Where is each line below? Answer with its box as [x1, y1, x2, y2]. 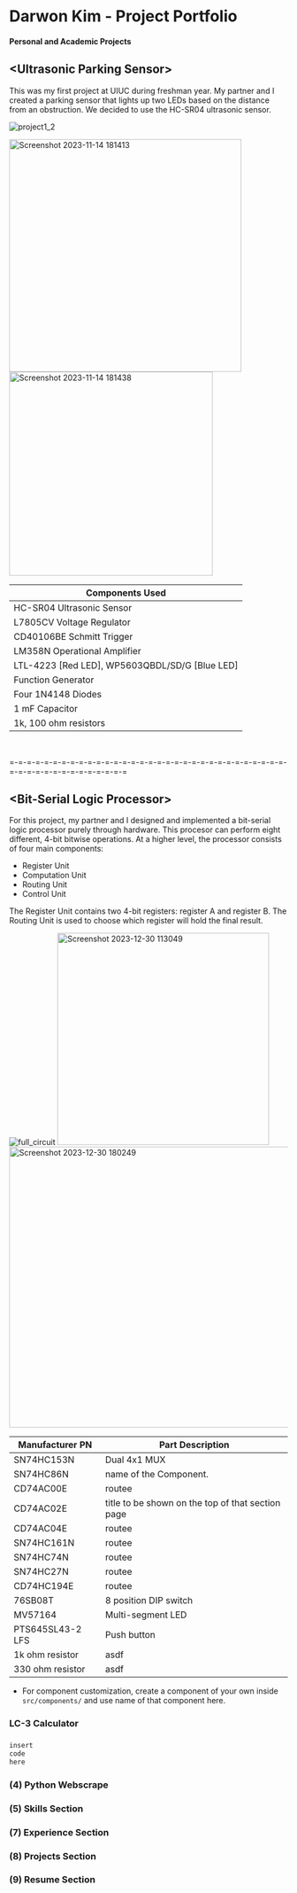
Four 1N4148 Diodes [13, 688, 102, 700]
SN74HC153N [13, 1453, 75, 1466]
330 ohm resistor [13, 1663, 86, 1676]
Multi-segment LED [104, 1609, 187, 1621]
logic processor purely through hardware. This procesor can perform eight [9, 824, 281, 835]
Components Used [85, 587, 166, 599]
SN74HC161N [13, 1537, 75, 1549]
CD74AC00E [13, 1483, 68, 1495]
